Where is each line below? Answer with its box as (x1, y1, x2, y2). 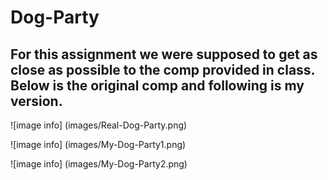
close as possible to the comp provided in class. (10, 61, 315, 78)
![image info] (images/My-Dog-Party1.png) (10, 139, 187, 150)
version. (10, 92, 63, 110)
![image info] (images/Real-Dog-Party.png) (10, 119, 188, 131)
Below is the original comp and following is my (10, 77, 305, 94)
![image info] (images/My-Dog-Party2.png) (10, 158, 188, 170)
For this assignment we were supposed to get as (10, 46, 318, 63)
